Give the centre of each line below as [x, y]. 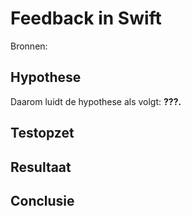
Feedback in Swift [86, 18]
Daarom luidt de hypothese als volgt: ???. [96, 101]
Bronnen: [29, 46]
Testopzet [42, 133]
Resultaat [41, 167]
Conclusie [42, 200]
